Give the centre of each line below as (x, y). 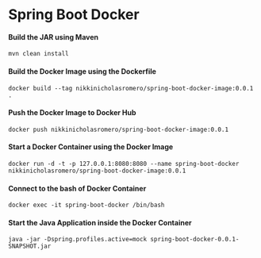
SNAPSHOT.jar (30, 246)
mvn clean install (38, 54)
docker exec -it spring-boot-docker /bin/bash (86, 205)
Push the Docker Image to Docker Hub (72, 113)
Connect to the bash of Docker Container (77, 188)
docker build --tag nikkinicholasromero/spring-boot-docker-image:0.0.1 (131, 88)
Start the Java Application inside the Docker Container (100, 222)
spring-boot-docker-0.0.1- (195, 240)
